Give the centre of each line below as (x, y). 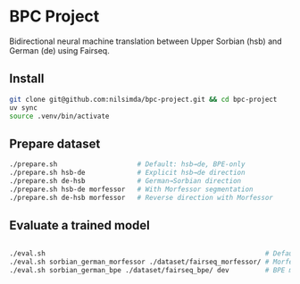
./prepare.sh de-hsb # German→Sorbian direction (125, 180)
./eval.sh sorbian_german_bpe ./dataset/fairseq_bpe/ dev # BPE (147, 271)
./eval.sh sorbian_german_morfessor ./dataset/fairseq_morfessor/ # (139, 262)
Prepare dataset (55, 143)
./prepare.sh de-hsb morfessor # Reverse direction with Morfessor (142, 197)
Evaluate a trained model (79, 225)
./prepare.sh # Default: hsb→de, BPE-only (127, 164)
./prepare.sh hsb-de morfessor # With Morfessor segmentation (131, 189)
